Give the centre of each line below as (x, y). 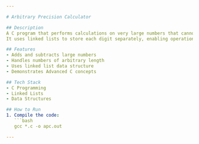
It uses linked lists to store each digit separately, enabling (87, 39)
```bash (23, 121)
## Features (21, 49)
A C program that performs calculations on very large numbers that (92, 33)
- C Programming (26, 88)
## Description (25, 27)
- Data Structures (29, 99)
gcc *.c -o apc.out (38, 126)
